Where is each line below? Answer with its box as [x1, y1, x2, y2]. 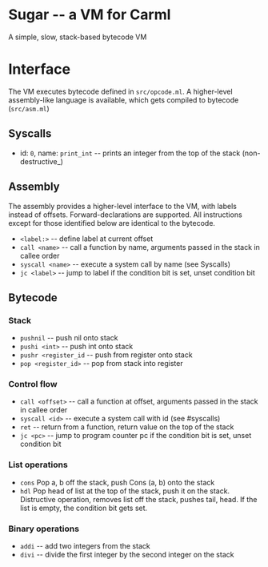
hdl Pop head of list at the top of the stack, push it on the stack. [19, 486, 230, 496]
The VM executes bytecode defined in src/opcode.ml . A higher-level [8, 86, 234, 96]
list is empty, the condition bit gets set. [19, 503, 148, 513]
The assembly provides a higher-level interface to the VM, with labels [8, 201, 238, 211]
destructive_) [19, 156, 64, 166]
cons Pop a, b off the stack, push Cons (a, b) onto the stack [19, 477, 215, 487]
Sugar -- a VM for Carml [8, 6, 171, 24]
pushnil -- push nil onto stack [19, 333, 118, 343]
